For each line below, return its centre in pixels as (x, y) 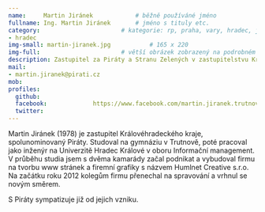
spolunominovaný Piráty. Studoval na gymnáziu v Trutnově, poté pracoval (128, 142)
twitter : (30, 112)
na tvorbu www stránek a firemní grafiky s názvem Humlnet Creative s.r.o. (129, 167)
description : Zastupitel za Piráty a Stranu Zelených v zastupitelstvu (128, 60)
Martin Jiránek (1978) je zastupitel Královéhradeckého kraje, (106, 134)
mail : (17, 67)
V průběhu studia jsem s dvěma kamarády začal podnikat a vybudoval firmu (132, 159)
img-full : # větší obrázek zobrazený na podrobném (132, 52)
